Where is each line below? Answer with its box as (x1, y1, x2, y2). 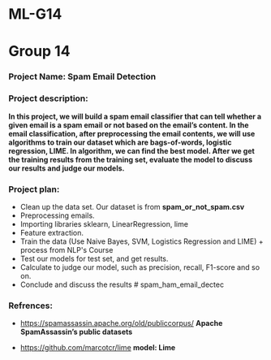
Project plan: (8, 184, 60, 195)
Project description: (8, 93, 88, 104)
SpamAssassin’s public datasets (19, 327, 133, 337)
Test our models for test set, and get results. (19, 254, 169, 263)
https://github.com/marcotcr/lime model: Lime (19, 343, 176, 353)
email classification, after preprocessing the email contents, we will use (8, 128, 256, 138)
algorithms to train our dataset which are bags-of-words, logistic (8, 137, 232, 147)
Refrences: (8, 300, 53, 311)
